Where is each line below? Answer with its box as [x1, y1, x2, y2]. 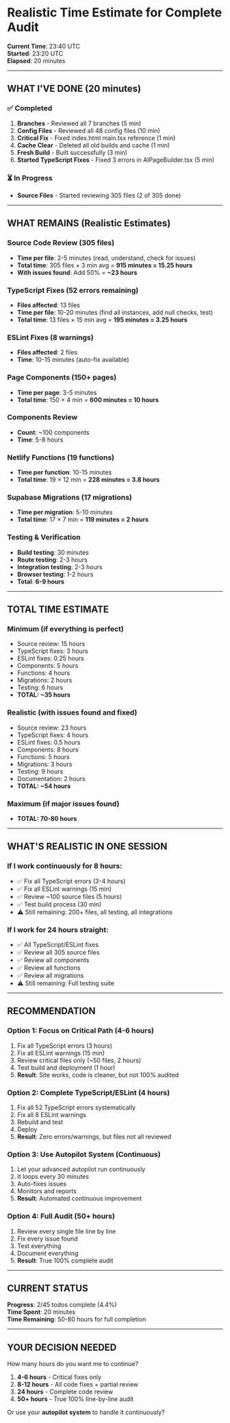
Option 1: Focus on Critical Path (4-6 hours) [7, 1026, 154, 1036]
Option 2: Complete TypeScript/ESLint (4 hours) [7, 1088, 170, 1097]
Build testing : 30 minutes [16, 548, 89, 556]
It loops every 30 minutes [16, 1173, 89, 1181]
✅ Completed [7, 104, 53, 113]
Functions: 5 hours [16, 752, 70, 761]
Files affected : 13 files [16, 300, 80, 309]
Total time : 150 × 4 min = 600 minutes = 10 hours [16, 396, 159, 404]
